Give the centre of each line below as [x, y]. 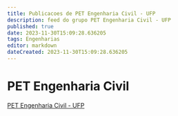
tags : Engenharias [33, 39]
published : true [30, 26]
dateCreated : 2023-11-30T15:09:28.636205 [68, 52]
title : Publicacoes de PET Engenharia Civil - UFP [81, 13]
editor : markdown [32, 46]
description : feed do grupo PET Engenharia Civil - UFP [89, 20]
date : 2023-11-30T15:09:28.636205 [57, 33]
